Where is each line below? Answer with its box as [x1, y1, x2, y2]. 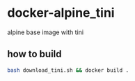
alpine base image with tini [7, 28, 84, 36]
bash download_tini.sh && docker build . [7, 66, 129, 74]
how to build [7, 48, 62, 60]
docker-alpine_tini [7, 5, 115, 21]
